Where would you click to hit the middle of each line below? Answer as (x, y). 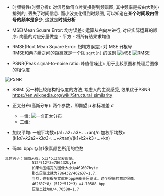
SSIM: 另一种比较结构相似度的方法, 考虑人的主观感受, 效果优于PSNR (81, 90)
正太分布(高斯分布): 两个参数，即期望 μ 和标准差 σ (63, 105)
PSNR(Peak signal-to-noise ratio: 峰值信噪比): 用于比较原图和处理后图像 (85, 63)
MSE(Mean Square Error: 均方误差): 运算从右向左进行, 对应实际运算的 (82, 30)
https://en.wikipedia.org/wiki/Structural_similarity (62, 95)
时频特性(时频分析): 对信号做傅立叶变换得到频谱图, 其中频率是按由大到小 (85, 7)
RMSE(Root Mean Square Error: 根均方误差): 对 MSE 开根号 (72, 47)
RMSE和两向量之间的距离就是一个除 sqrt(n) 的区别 (64, 53)
